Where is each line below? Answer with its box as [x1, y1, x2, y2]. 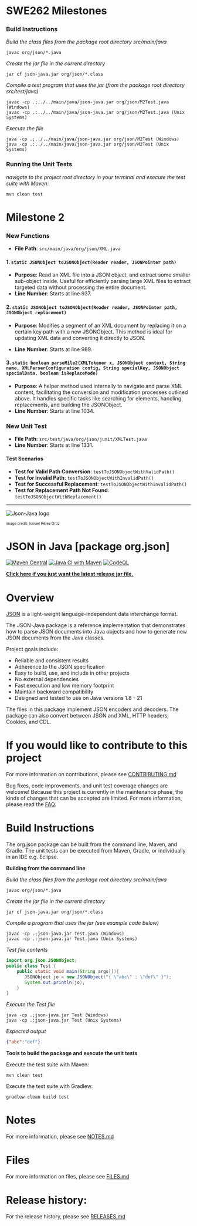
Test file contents [6, 947, 48, 954]
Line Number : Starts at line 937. [14, 290, 92, 297]
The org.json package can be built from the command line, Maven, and [6, 841, 178, 848]
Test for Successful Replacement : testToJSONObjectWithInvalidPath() [14, 480, 188, 488]
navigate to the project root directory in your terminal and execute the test [6, 173, 186, 180]
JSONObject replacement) [6, 310, 67, 316]
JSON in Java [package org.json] [6, 540, 170, 553]
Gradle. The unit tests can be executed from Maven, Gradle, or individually [6, 847, 186, 854]
